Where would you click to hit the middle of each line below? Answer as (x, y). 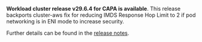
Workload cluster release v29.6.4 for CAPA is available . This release (93, 9)
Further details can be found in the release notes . (68, 33)
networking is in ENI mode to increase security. (65, 21)
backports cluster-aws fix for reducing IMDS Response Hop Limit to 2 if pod (101, 15)
